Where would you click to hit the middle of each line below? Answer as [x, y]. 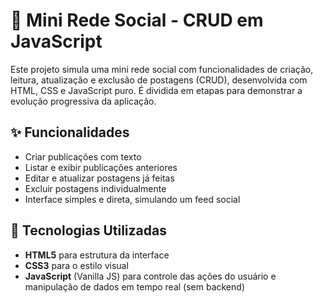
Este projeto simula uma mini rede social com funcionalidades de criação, [162, 69]
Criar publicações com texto [83, 156]
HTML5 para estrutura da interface [97, 255]
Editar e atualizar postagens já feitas [99, 178]
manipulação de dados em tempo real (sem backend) [134, 286]
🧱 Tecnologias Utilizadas [88, 230]
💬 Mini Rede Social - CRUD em [137, 20]
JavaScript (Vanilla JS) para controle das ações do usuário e [150, 276]
